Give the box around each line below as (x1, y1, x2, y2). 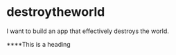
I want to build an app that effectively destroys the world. (6, 27, 169, 35)
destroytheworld (6, 4, 105, 20)
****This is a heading (6, 40, 71, 48)
